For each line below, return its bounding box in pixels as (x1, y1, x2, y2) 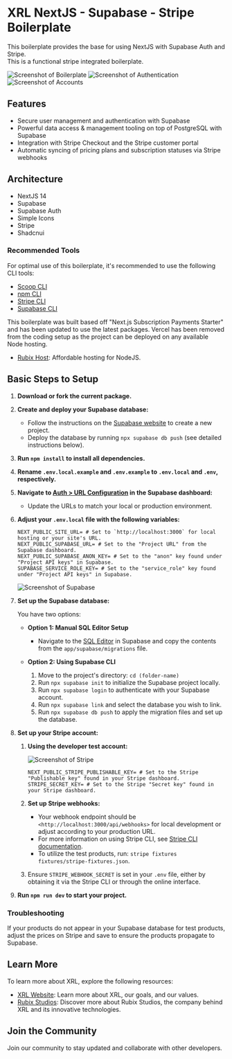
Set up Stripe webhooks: (27, 799, 100, 808)
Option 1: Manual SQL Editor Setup (27, 623, 129, 632)
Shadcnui (17, 229, 45, 237)
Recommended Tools (7, 246, 80, 256)
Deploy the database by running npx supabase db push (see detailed (27, 433, 222, 441)
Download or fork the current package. (17, 391, 132, 400)
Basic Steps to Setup (7, 373, 99, 385)
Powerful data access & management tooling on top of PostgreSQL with (17, 123, 222, 132)
